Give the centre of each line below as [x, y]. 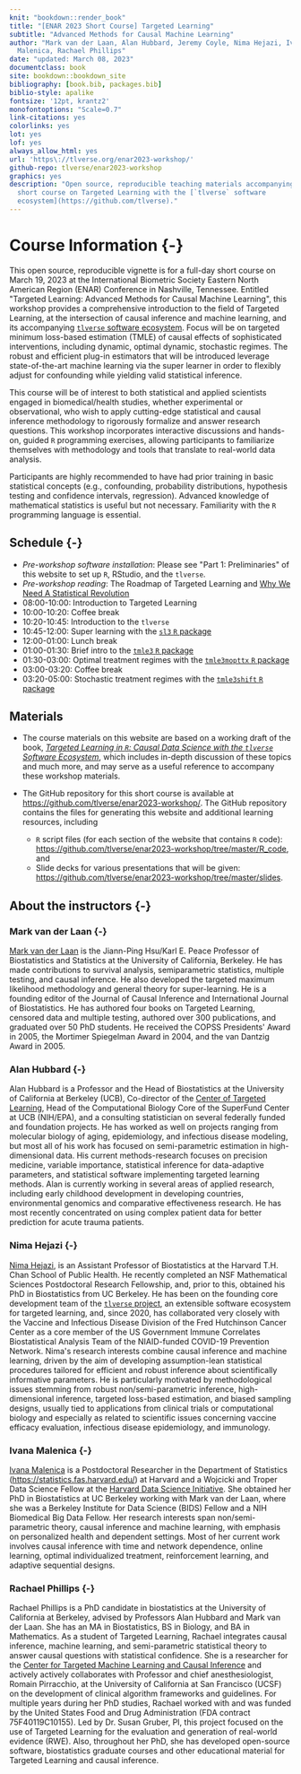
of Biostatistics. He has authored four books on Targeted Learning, [132, 1008]
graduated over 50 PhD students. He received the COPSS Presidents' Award [150, 1027]
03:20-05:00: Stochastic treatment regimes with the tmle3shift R [142, 679]
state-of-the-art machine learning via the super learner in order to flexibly [145, 365]
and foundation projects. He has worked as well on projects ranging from [144, 1127]
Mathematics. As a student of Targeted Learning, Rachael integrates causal [148, 1637]
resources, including [60, 822]
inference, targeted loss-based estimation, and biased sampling [174, 1398]
